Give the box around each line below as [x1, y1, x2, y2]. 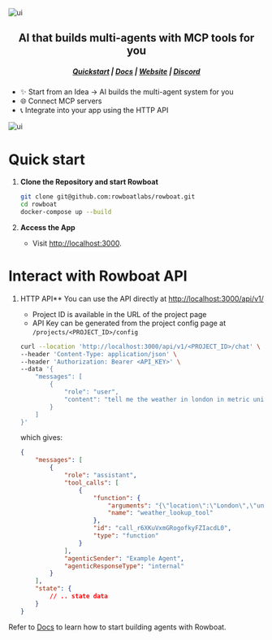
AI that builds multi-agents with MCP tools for [18, 31, 255, 45]
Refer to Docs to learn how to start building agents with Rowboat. [8, 622, 227, 632]
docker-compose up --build [19, 208, 112, 216]
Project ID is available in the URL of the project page [32, 309, 207, 319]
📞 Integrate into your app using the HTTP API [19, 106, 169, 115]
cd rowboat [19, 200, 58, 209]
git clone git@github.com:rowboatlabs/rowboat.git [19, 193, 196, 201]
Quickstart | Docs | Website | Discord [72, 66, 201, 76]
